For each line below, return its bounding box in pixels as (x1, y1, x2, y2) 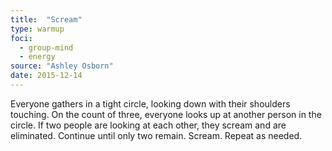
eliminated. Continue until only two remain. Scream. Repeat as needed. (10, 129, 303, 141)
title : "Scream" (10, 14, 83, 25)
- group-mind (19, 42, 74, 53)
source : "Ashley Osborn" (10, 61, 114, 71)
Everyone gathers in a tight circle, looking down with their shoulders (10, 97, 291, 110)
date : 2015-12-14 (10, 71, 83, 81)
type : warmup (10, 24, 65, 34)
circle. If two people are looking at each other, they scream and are (10, 119, 287, 131)
